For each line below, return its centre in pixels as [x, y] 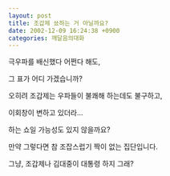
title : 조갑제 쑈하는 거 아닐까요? [59, 23]
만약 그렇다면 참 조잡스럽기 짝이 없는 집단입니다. [83, 147]
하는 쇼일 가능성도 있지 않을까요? [59, 130]
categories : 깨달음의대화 [47, 38]
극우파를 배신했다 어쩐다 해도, [55, 62]
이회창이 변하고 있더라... [46, 113]
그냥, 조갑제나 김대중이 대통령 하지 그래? [71, 164]
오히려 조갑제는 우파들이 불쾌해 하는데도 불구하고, [85, 96]
